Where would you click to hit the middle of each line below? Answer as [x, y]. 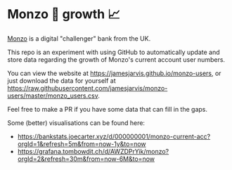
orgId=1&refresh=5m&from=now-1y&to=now [82, 144]
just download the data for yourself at [62, 80]
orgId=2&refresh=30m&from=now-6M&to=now [86, 159]
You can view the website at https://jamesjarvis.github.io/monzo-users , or [114, 73]
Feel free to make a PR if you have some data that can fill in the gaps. [108, 109]
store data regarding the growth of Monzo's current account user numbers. [116, 59]
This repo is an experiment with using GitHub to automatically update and [114, 52]
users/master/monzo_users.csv [53, 96]
